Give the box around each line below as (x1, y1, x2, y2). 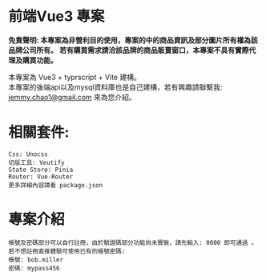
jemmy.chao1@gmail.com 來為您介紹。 (8, 92, 136, 102)
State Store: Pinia (8, 166, 74, 174)
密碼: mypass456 (8, 264, 60, 272)
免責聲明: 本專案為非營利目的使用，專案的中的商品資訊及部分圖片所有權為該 (8, 35, 258, 45)
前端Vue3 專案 (8, 7, 105, 26)
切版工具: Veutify (8, 158, 65, 166)
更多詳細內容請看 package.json (8, 181, 103, 189)
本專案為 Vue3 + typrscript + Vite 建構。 (8, 72, 142, 82)
